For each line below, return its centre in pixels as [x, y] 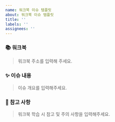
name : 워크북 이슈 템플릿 [28, 10]
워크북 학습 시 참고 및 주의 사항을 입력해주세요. [64, 114]
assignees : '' [20, 29]
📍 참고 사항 [18, 102]
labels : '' [17, 24]
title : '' [16, 19]
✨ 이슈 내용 [18, 76]
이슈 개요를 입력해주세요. [42, 87]
